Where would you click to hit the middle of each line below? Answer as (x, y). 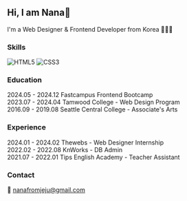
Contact (21, 175)
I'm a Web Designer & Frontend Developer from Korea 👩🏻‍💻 (90, 29)
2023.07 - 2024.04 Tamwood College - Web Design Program (93, 102)
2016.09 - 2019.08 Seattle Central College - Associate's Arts (92, 109)
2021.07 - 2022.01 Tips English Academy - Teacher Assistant (93, 157)
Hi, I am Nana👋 (39, 13)
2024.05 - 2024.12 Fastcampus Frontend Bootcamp (80, 95)
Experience (26, 127)
